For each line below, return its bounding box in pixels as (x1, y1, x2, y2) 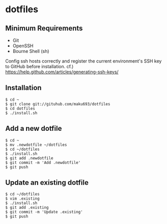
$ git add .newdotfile (5, 155, 53, 161)
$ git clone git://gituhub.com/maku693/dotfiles (5, 101, 110, 106)
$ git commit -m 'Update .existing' (5, 210, 83, 215)
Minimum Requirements (5, 24, 83, 33)
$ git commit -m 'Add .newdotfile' (5, 160, 81, 165)
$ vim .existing (5, 196, 40, 202)
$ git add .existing (5, 205, 49, 210)
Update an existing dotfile (5, 178, 89, 187)
